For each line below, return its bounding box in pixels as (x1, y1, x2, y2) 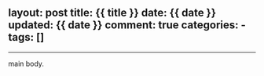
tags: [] (8, 31, 45, 44)
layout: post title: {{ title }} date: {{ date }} (8, 6, 217, 20)
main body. (8, 59, 45, 68)
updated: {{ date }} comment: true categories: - (8, 19, 246, 32)
